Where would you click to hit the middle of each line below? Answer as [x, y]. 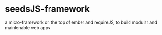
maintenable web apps [28, 27]
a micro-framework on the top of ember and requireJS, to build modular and [81, 22]
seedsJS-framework [48, 9]
